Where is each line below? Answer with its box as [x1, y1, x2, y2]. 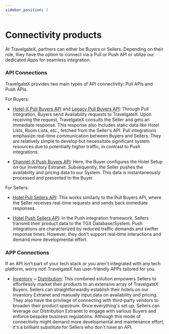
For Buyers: [5, 96, 29, 102]
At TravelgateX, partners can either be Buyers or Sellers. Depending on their [5, 46, 164, 52]
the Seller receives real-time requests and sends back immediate [12, 199, 148, 205]
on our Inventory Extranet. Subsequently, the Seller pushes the [12, 164, 143, 170]
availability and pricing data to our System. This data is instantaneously [12, 169, 160, 175]
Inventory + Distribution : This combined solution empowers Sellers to [12, 276, 156, 282]
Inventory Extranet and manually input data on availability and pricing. [12, 292, 158, 298]
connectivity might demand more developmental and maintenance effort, [12, 319, 164, 325]
